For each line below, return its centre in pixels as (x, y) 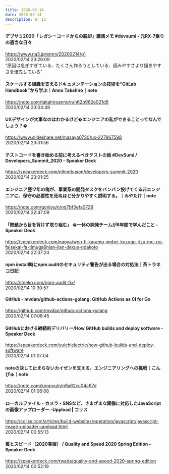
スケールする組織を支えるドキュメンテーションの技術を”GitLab (71, 84)
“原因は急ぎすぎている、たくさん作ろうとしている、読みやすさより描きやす (83, 65)
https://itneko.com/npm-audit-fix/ (40, 282)
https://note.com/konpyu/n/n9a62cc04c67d (51, 386)
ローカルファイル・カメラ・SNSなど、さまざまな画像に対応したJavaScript (83, 403)
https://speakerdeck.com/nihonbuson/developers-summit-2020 (72, 172)
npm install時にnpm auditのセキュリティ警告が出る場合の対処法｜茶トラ (81, 265)
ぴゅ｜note (17, 374)
